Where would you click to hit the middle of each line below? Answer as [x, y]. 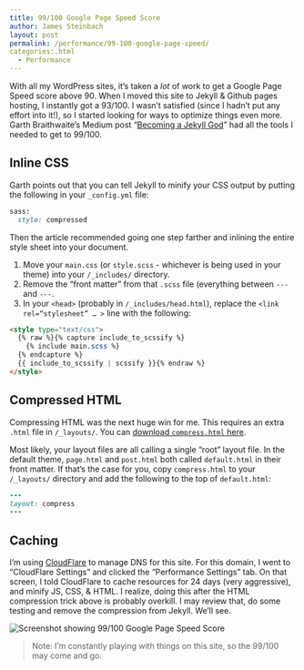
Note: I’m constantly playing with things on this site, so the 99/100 [155, 646]
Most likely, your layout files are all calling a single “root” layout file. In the [147, 449]
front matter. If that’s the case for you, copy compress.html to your [133, 469]
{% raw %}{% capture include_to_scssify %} [101, 338]
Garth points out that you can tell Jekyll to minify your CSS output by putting [152, 185]
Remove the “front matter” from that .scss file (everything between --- [156, 284]
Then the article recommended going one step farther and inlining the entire [152, 237]
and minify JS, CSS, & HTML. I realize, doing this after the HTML [130, 592]
